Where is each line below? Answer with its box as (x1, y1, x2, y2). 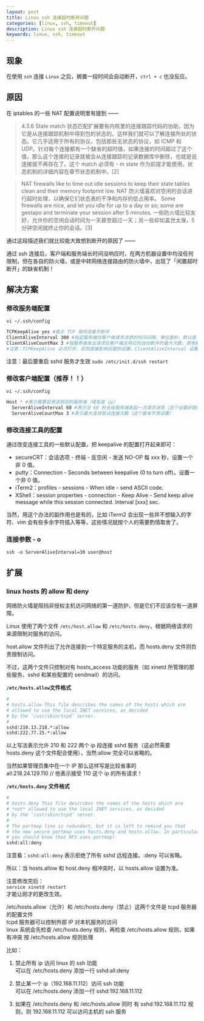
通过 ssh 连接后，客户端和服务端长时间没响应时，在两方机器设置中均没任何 (6, 249, 194, 257)
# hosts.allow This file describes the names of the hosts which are (6, 702, 186, 708)
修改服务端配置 (6, 304, 50, 313)
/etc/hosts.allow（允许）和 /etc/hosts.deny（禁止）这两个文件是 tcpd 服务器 (6, 903, 197, 911)
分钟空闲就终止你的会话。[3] (21, 224, 93, 231)
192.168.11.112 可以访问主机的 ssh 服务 (32, 1008, 127, 1016)
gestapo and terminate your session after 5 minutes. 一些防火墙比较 (21, 209, 191, 216)
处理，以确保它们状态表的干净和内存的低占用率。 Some (37, 195, 176, 202)
